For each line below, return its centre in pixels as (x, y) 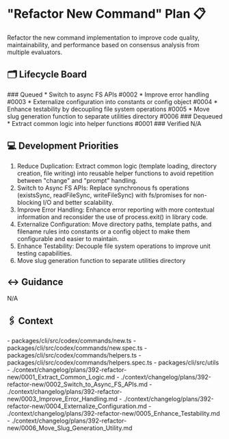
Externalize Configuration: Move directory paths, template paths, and (114, 224)
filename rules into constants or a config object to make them (103, 231)
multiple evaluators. (35, 52)
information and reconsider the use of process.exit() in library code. (112, 216)
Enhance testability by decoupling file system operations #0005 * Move (108, 109)
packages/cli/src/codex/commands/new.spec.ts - (77, 348)
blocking (29, 202)
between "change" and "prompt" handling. (77, 180)
